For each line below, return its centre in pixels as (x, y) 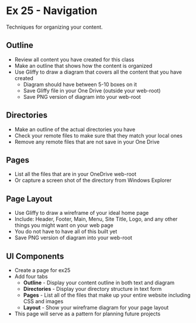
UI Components (35, 256)
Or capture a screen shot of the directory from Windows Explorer (93, 180)
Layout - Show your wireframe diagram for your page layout (96, 307)
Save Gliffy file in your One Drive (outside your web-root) (92, 90)
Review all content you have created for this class (74, 59)
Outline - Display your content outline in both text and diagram (99, 283)
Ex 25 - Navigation (52, 11)
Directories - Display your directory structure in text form (92, 289)
